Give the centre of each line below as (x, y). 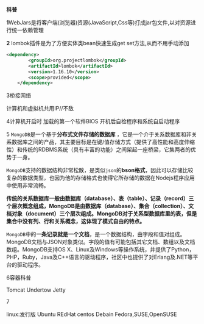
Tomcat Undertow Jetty (36, 290)
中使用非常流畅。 (28, 185)
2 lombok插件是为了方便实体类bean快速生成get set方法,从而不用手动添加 (98, 43)
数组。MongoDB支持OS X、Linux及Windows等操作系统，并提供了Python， (100, 250)
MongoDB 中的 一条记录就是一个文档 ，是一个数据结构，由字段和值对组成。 (96, 234)
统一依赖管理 (27, 30)
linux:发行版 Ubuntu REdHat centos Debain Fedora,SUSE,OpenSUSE (92, 314)
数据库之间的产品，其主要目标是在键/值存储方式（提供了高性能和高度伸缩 (103, 142)
